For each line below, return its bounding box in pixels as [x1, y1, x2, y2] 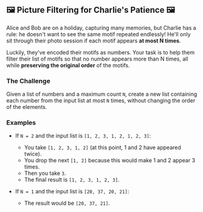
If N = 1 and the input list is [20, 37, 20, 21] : [15, 188, 129, 195]
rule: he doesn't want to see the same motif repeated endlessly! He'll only [6, 30, 191, 38]
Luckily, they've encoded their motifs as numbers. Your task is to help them [6, 48, 195, 56]
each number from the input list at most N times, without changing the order [6, 97, 196, 104]
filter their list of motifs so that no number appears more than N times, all [6, 55, 188, 62]
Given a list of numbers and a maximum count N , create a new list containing [6, 90, 198, 98]
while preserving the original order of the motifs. [6, 61, 130, 68]
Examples [6, 119, 36, 127]
